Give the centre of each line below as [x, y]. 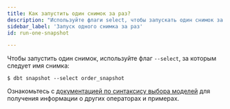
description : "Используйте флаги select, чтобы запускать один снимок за [115, 20]
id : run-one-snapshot [38, 33]
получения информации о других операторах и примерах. [93, 99]
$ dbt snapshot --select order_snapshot [66, 79]
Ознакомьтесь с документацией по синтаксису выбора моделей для [109, 91]
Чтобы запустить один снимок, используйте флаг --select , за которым [112, 59]
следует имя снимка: [39, 66]
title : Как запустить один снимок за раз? [69, 13]
